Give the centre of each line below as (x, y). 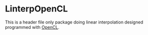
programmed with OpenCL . (32, 27)
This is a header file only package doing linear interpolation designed (74, 22)
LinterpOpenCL (36, 9)
